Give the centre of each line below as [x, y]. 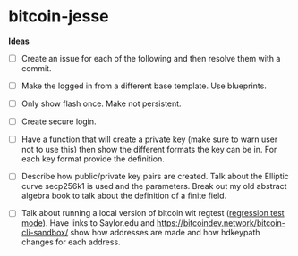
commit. [36, 68]
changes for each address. [71, 242]
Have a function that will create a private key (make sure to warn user [149, 139]
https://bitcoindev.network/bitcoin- [221, 223]
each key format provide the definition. [93, 159]
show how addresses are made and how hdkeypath [165, 233]
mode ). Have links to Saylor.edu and [88, 223]
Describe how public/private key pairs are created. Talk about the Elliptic [155, 177]
